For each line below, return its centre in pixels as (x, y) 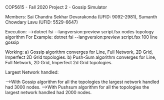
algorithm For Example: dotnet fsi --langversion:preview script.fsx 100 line (81, 37)
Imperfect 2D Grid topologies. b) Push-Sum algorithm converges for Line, (81, 57)
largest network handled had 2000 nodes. (48, 92)
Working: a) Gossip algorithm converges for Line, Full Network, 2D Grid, (79, 52)
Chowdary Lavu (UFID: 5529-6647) (42, 22)
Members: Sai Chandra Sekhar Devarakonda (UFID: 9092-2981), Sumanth (81, 17)
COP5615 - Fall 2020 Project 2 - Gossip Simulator (56, 7)
